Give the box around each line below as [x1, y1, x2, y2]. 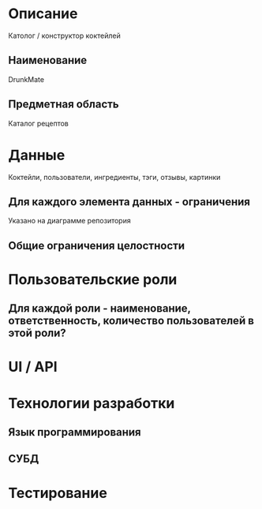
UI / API [8, 358, 58, 376]
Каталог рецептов [8, 118, 69, 128]
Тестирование [8, 484, 108, 502]
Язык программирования [8, 425, 141, 439]
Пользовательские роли [8, 270, 178, 288]
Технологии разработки [8, 394, 175, 412]
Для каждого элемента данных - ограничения [8, 195, 251, 208]
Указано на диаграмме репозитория [8, 216, 132, 226]
